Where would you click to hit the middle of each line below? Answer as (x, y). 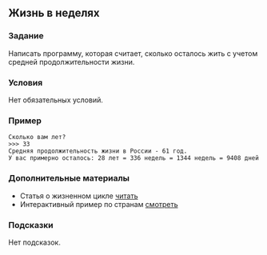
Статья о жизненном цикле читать (79, 196)
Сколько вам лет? (37, 137)
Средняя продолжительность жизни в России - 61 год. (98, 151)
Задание (26, 36)
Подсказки (31, 225)
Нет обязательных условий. (56, 100)
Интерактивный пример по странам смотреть (99, 204)
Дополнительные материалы (69, 178)
